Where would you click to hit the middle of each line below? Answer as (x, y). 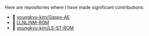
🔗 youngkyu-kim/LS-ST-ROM (43, 28)
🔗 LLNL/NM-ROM (31, 23)
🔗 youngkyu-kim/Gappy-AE (41, 17)
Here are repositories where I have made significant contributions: (74, 7)
